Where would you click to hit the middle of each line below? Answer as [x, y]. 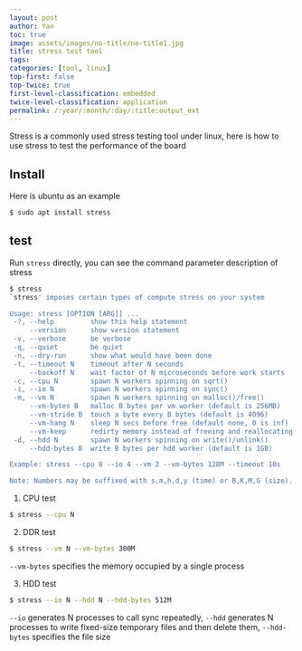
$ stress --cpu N [42, 515]
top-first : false [42, 77]
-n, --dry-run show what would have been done [113, 355]
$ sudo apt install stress [60, 213]
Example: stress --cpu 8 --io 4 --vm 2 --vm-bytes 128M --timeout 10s [145, 464]
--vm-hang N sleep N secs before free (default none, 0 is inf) [159, 423]
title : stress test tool [56, 52]
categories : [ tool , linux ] [60, 69]
